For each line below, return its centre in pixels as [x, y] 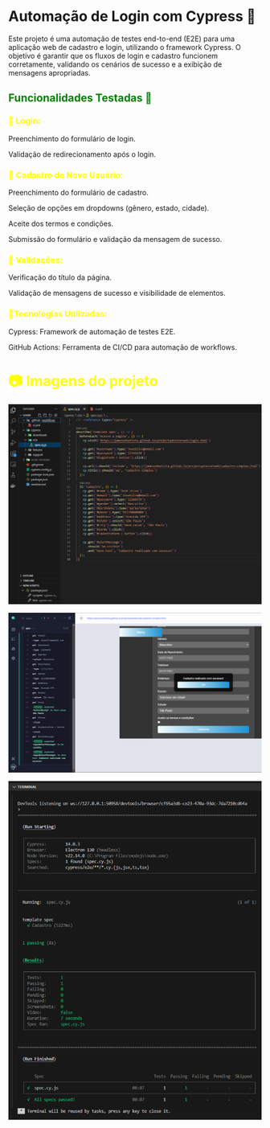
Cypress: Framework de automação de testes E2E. [92, 331]
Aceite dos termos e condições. [61, 224]
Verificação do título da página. [60, 277]
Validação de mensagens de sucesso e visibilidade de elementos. [117, 293]
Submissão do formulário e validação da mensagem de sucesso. [115, 239]
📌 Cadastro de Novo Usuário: [66, 174]
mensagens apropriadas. [49, 72]
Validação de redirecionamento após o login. [82, 154]
